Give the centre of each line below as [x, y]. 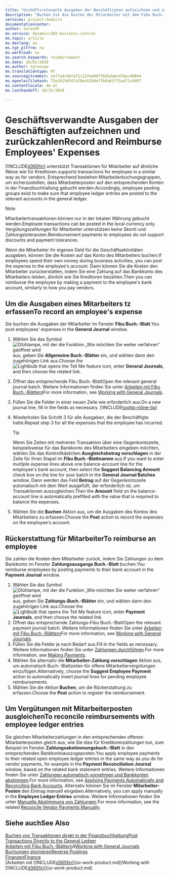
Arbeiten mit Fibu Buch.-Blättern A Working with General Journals [73, 846]
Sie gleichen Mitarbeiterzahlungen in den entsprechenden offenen [74, 737]
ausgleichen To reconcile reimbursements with [80, 717]
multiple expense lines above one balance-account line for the [78, 464]
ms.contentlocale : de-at [31, 85]
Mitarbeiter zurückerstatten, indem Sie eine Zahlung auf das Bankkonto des [84, 271]
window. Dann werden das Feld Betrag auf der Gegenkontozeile [79, 480]
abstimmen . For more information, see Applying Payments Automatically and [84, 780]
